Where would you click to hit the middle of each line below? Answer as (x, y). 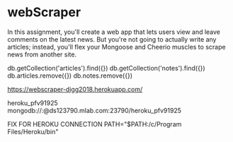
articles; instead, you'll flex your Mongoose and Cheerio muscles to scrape (116, 47)
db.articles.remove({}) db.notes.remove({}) (70, 76)
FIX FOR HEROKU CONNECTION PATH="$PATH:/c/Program (95, 124)
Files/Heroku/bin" (33, 131)
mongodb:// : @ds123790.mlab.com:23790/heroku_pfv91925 (95, 110)
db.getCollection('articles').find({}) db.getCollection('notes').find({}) (106, 68)
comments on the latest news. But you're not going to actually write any (112, 39)
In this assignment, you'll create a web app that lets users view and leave (114, 32)
